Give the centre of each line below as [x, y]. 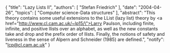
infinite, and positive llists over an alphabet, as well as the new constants [82, 29]
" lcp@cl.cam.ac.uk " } [28, 45]
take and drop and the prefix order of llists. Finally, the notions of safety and [85, 34]
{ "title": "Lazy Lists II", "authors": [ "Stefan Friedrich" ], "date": [71, 7]
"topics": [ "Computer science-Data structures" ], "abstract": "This [85, 13]
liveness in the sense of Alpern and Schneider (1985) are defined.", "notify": [85, 39]
